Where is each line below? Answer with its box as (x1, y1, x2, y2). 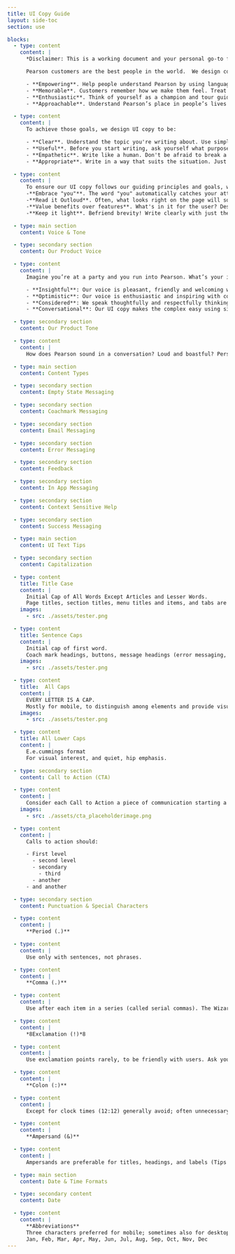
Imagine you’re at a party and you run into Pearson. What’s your (25, 274, 224, 281)
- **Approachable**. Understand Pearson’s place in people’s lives (25, 100, 227, 107)
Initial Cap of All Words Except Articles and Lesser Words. (25, 593, 208, 600)
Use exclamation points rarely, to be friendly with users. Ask (25, 1056, 218, 1064)
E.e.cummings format (25, 748, 86, 755)
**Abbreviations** (25, 1223, 80, 1230)
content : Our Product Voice (20, 248, 101, 255)
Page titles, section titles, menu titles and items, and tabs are (25, 600, 227, 607)
